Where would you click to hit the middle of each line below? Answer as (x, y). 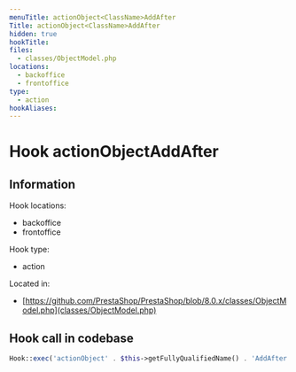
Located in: (30, 283)
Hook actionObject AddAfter (114, 152)
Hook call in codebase (72, 338)
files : (21, 50)
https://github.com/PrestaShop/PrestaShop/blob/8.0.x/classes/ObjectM (156, 301)
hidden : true (33, 34)
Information (43, 184)
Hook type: (30, 250)
